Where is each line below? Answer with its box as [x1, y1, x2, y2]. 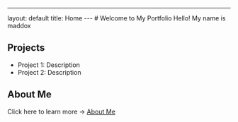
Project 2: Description [17, 68, 81, 76]
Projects [7, 42, 45, 54]
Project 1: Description [17, 61, 80, 69]
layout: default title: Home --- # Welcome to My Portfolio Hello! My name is [7, 14, 226, 22]
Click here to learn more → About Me [7, 107, 115, 116]
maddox [7, 22, 31, 30]
